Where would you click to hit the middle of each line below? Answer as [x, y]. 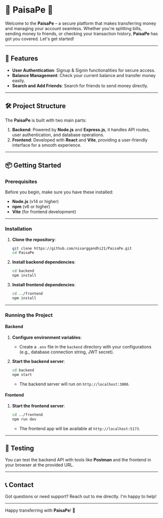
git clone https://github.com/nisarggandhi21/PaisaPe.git [72, 248]
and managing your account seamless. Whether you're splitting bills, [73, 28]
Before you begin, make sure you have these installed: [59, 192]
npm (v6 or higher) [31, 207]
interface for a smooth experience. [47, 145]
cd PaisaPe [23, 253]
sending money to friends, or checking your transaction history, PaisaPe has [81, 33]
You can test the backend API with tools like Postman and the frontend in [78, 460]
